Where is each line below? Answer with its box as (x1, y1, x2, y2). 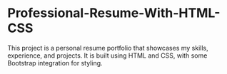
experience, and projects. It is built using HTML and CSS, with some (7, 51, 208, 60)
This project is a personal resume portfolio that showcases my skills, (7, 43, 208, 52)
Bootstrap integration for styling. (7, 58, 103, 67)
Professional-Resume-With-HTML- (7, 5, 221, 21)
